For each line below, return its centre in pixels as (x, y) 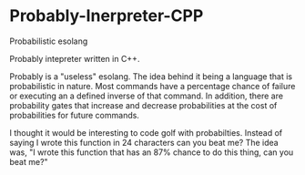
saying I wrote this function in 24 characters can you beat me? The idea (144, 142)
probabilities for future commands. (74, 115)
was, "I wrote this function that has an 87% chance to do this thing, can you (152, 152)
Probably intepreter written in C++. (75, 58)
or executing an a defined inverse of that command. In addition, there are (147, 96)
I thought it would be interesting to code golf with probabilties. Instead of (146, 132)
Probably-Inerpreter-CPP (107, 16)
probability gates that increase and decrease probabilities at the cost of (143, 105)
